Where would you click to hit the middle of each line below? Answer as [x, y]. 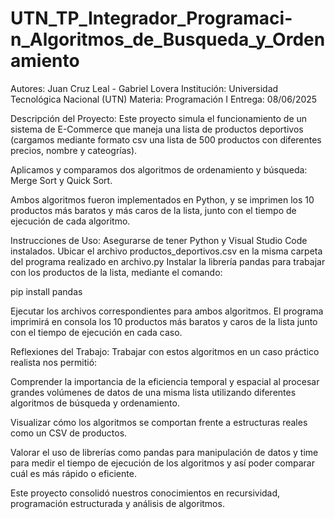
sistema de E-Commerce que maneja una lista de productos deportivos [157, 129]
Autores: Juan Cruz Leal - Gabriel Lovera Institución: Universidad [144, 88]
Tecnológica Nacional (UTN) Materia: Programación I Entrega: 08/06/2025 [164, 99]
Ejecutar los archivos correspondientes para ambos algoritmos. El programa [167, 311]
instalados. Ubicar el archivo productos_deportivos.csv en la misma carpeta [166, 251]
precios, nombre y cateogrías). [74, 150]
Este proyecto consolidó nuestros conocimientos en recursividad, [145, 493]
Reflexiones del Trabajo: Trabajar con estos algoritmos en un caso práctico [165, 351]
